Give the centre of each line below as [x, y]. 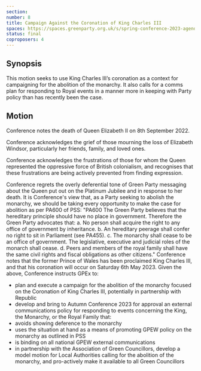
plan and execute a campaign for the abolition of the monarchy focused [103, 285]
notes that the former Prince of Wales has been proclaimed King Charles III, [99, 260]
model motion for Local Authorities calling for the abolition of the [95, 355]
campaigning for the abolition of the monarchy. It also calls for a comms [95, 84]
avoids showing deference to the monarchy [68, 323]
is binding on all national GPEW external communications [85, 342]
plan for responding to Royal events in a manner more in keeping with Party [99, 91]
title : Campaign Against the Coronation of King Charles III [84, 23]
